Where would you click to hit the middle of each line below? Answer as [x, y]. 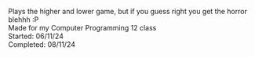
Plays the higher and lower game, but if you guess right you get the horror [127, 11]
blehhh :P [24, 20]
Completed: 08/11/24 [42, 45]
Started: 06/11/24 [36, 36]
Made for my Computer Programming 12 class [82, 28]
